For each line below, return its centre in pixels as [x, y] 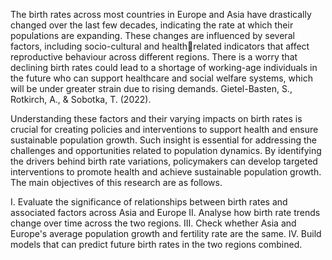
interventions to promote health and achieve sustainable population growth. [166, 172]
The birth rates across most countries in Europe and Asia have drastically [161, 14]
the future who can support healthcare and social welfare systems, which [161, 78]
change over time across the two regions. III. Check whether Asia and [153, 223]
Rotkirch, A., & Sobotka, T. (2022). [81, 99]
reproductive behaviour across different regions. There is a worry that [154, 57]
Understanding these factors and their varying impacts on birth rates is [156, 118]
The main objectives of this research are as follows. [116, 182]
